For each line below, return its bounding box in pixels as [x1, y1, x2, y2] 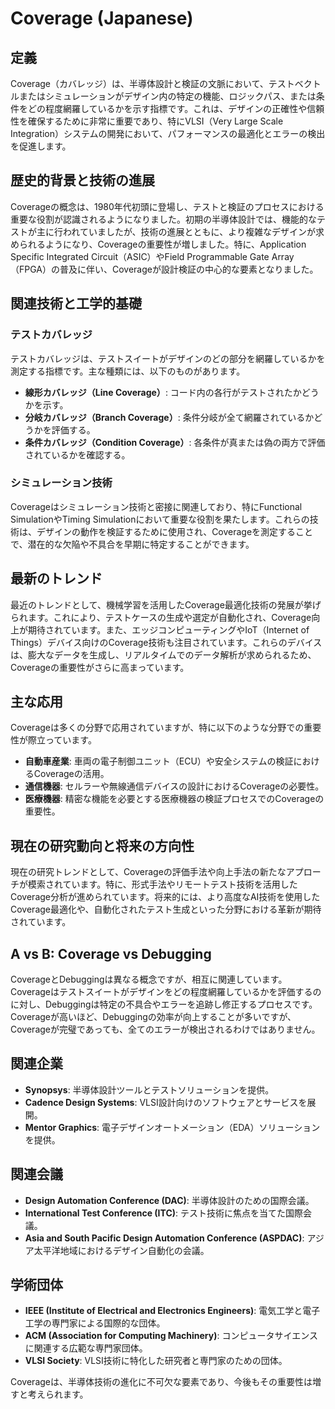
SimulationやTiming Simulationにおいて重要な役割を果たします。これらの [10, 513, 310, 525]
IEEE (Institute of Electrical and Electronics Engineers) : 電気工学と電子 [24, 1305, 321, 1317]
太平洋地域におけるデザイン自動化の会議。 [33, 1244, 210, 1256]
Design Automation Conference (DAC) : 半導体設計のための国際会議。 [24, 1194, 315, 1206]
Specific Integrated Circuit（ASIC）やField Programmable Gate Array [10, 250, 295, 262]
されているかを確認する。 [24, 448, 131, 461]
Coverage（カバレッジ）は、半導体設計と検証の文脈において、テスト [10, 78, 295, 89]
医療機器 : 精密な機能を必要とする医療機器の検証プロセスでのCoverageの [24, 793, 325, 805]
